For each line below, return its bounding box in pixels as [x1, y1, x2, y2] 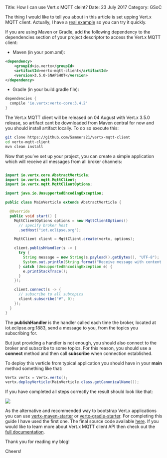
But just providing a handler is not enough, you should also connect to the [5, 339, 157, 345]
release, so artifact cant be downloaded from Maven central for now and [5, 120, 155, 125]
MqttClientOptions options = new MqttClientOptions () [14, 218, 128, 223]
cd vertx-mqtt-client [5, 139, 50, 144]
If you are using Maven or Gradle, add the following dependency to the [5, 29, 151, 34]
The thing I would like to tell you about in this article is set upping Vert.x [5, 14, 152, 19]
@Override [9, 209, 30, 214]
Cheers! [5, 448, 21, 454]
